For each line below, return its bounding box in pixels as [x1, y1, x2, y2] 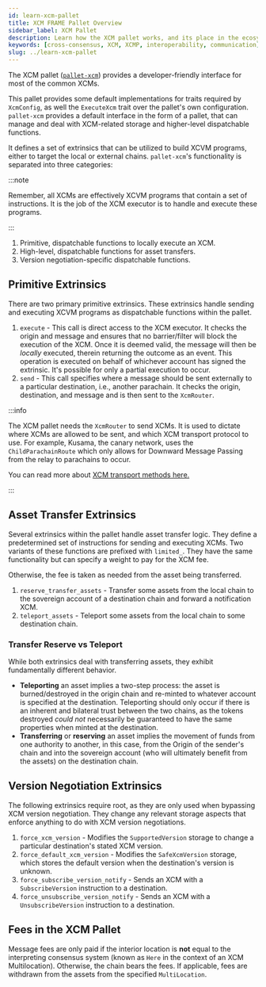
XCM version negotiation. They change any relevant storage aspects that [8, 809, 247, 818]
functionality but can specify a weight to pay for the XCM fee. [8, 554, 209, 564]
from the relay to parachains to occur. [8, 454, 131, 464]
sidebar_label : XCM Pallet [8, 26, 97, 34]
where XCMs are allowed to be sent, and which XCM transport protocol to [8, 429, 249, 438]
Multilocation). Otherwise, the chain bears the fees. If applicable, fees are [8, 961, 248, 970]
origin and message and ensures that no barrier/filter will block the [19, 331, 237, 341]
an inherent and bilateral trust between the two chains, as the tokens [19, 706, 244, 715]
